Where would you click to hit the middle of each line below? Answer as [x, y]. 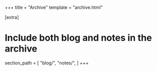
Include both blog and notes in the [78, 38]
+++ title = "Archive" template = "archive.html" [54, 7]
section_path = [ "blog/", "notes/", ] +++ [47, 63]
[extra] [12, 17]
